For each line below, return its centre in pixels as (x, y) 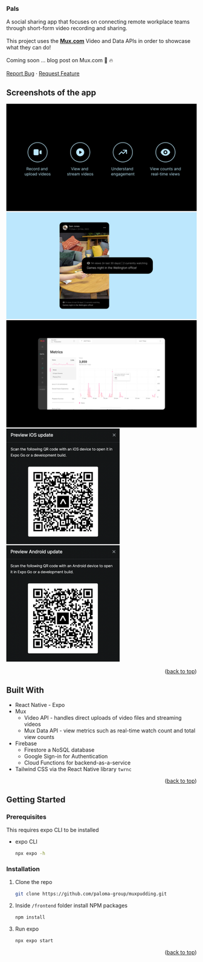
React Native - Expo (40, 705)
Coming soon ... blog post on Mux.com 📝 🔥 (60, 60)
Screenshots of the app (51, 92)
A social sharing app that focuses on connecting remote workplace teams (98, 22)
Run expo (27, 929)
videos (32, 724)
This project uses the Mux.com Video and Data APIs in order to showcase (98, 41)
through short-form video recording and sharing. (67, 28)
